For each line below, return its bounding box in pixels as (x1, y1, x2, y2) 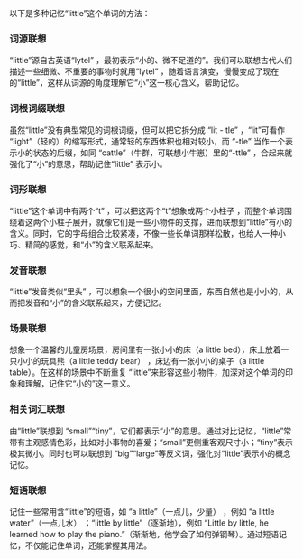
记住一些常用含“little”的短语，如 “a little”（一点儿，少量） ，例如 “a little (9, 507, 275, 517)
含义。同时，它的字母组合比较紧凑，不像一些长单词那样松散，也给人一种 (9, 228, 278, 238)
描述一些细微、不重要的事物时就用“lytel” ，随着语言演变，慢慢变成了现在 (9, 66, 280, 77)
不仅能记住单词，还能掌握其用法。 (24, 540, 151, 551)
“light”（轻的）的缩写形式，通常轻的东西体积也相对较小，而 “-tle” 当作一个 (9, 135, 286, 146)
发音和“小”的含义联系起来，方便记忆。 (24, 297, 167, 309)
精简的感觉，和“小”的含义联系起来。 (24, 238, 160, 250)
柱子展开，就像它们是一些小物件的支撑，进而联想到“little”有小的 (56, 216, 293, 228)
